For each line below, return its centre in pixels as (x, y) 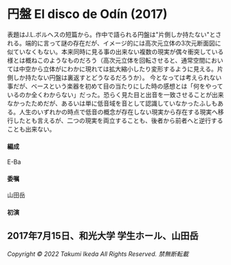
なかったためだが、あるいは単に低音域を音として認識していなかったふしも (112, 103)
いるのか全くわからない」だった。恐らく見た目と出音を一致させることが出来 (115, 94)
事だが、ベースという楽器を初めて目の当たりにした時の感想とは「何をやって (115, 86)
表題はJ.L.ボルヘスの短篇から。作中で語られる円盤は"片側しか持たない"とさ (114, 34)
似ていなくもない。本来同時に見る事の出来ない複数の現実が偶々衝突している (115, 52)
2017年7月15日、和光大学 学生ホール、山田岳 (103, 236)
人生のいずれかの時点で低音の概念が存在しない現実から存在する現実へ (118, 112)
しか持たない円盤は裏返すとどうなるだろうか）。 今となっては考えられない (117, 77)
